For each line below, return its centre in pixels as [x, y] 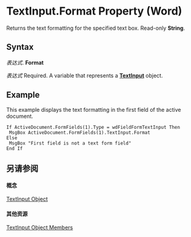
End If [15, 148]
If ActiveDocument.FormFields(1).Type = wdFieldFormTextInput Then [93, 127]
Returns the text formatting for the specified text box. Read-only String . [96, 28]
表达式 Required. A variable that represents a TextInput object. [85, 75]
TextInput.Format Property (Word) [94, 11]
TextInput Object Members [40, 228]
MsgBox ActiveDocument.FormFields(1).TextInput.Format [79, 132]
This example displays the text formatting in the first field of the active [94, 109]
